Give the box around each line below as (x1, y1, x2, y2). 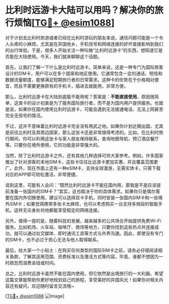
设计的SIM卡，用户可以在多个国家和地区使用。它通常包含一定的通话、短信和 (5, 70, 163, 76)
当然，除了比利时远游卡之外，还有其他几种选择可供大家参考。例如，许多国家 (5, 153, 163, 159)
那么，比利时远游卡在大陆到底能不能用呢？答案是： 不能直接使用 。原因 (5, 93, 150, 99)
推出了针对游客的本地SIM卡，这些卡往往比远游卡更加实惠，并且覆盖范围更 (5, 159, 158, 165)
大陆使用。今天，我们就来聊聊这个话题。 (18, 53, 102, 59)
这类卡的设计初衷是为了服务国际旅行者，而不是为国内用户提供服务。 (14, 100, 154, 106)
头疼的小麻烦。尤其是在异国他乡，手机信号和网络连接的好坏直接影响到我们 (9, 41, 163, 47)
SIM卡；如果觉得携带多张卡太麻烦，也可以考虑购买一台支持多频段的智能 (9, 201, 158, 207)
